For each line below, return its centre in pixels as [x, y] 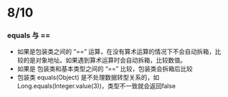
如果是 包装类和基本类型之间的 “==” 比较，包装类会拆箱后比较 [105, 69]
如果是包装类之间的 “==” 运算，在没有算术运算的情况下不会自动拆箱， [116, 52]
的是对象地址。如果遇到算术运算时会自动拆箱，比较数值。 [105, 61]
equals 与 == [29, 36]
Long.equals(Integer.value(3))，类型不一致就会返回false [96, 86]
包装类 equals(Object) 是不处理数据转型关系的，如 [88, 78]
